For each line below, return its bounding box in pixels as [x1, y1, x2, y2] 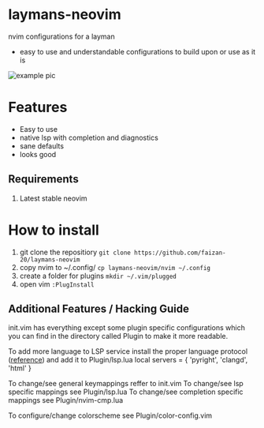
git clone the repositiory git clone [19, 247, 132, 257]
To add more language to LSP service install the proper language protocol [8, 347, 248, 356]
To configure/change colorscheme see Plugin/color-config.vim [8, 411, 213, 420]
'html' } [8, 363, 32, 373]
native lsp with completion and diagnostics [19, 133, 159, 142]
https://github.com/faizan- [133, 249, 226, 257]
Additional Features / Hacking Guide [8, 302, 190, 316]
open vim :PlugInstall [19, 279, 95, 289]
